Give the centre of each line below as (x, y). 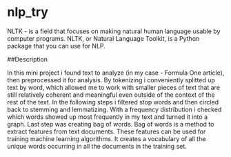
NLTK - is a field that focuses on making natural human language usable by (114, 31)
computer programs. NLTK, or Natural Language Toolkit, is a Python (103, 38)
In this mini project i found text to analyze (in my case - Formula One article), (116, 73)
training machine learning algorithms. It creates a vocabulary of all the (107, 138)
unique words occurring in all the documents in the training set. (97, 146)
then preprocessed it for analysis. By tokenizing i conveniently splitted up (111, 80)
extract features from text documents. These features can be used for (107, 131)
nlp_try (28, 12)
